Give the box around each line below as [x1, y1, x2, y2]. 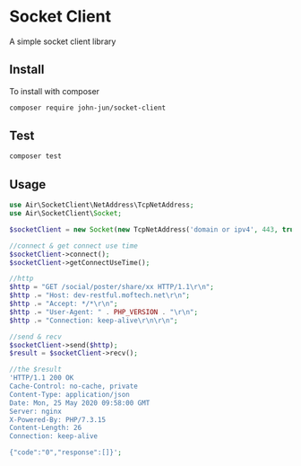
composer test [9, 152, 63, 161]
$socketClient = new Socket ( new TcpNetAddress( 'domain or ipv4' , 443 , [9, 224, 279, 234]
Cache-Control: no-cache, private [9, 382, 139, 391]
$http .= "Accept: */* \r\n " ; [9, 299, 118, 308]
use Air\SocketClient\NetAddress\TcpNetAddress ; [9, 200, 194, 210]
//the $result [9, 365, 63, 374]
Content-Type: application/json [9, 390, 130, 399]
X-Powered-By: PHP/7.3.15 [9, 415, 106, 424]
